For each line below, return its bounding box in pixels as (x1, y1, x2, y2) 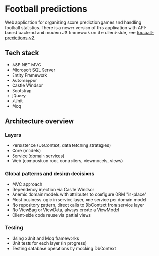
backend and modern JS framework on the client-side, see (18, 30, 136, 35)
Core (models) (12, 148, 41, 154)
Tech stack (5, 49, 39, 57)
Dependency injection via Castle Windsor (12, 186, 95, 192)
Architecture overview (5, 117, 74, 126)
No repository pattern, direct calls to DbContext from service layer (12, 202, 144, 208)
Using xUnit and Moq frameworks (12, 235, 79, 241)
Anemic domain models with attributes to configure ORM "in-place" (12, 192, 146, 197)
